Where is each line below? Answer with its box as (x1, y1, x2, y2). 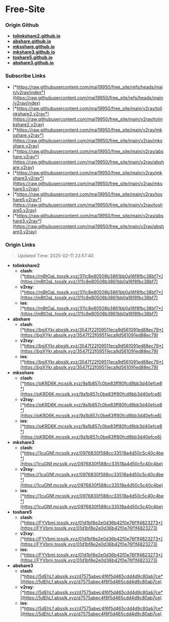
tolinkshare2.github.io (12, 33, 61, 39)
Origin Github (5, 22, 39, 29)
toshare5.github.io (12, 54, 53, 61)
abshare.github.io (12, 38, 51, 44)
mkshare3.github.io (12, 49, 55, 55)
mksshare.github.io (12, 44, 55, 50)
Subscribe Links (5, 72, 46, 79)
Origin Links (5, 241, 36, 248)
